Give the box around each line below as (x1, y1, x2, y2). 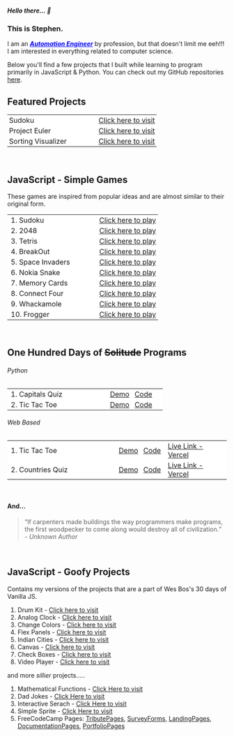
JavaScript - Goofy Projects (7, 566, 130, 578)
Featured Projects (7, 96, 86, 107)
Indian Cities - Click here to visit (17, 635, 109, 643)
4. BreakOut (10, 246, 50, 256)
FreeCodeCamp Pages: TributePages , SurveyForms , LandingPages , (17, 714, 212, 722)
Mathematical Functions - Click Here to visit (17, 685, 143, 693)
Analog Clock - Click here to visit (17, 613, 112, 621)
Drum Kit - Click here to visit (17, 605, 99, 614)
